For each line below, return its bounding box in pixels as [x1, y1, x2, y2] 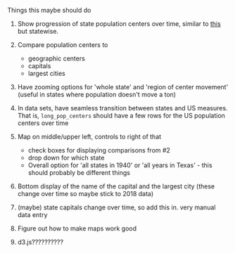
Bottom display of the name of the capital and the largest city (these [17, 182, 215, 190]
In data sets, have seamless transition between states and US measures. [17, 104, 228, 112]
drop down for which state [27, 154, 105, 162]
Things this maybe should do [7, 6, 91, 14]
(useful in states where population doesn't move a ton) [17, 91, 177, 98]
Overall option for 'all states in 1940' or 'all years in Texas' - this [27, 161, 212, 169]
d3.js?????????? [17, 238, 64, 246]
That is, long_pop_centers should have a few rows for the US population [17, 112, 225, 119]
